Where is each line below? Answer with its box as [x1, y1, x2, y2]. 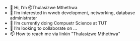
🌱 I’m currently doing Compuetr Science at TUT [9, 20, 107, 26]
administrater [9, 15, 37, 20]
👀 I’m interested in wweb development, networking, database [9, 10, 136, 16]
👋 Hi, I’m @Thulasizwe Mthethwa [9, 5, 78, 10]
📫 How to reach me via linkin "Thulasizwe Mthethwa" [9, 31, 121, 37]
